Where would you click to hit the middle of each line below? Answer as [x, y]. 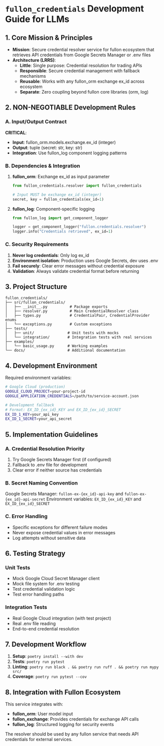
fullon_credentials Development [75, 9]
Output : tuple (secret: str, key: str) [47, 147]
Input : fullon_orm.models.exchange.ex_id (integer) [64, 142]
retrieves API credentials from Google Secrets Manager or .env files [82, 55]
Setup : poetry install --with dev [48, 656]
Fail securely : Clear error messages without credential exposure [78, 266]
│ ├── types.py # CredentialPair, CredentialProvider [78, 316]
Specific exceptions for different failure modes [60, 527]
